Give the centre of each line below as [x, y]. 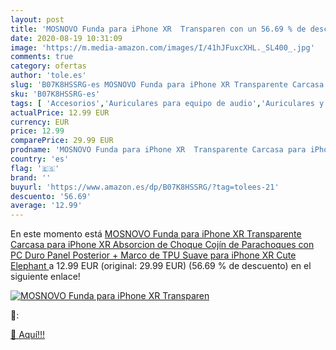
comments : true [42, 57]
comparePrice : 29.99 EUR [62, 141]
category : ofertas [48, 66]
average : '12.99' [46, 206]
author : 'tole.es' [48, 76]
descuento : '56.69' [51, 196]
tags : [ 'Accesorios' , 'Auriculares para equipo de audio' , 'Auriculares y [167, 103]
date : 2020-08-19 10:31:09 [66, 38]
